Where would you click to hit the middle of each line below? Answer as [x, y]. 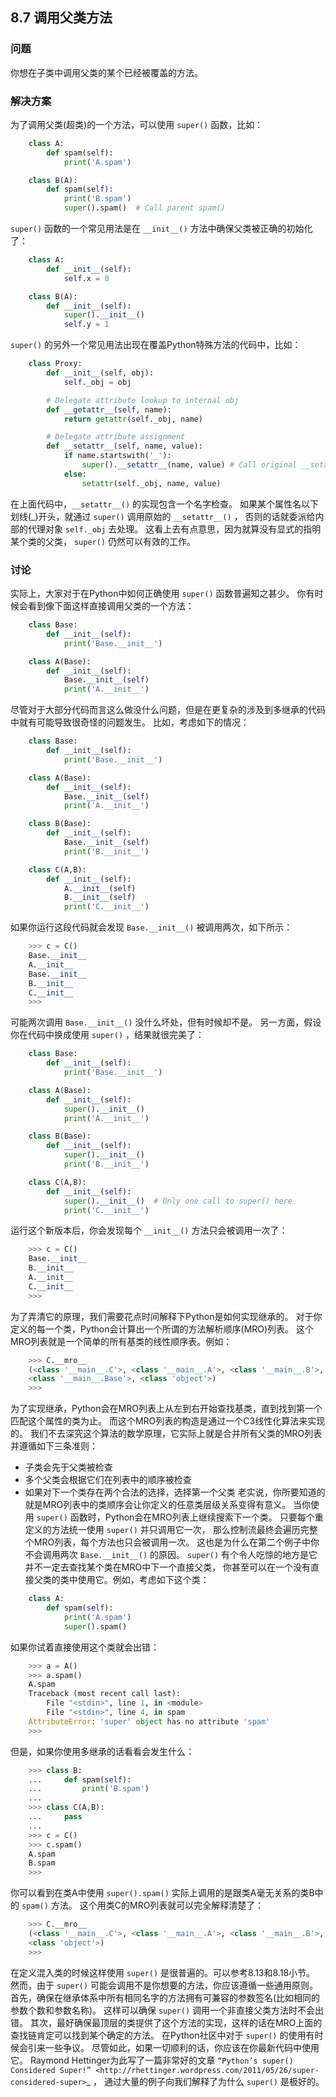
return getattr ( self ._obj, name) [133, 419]
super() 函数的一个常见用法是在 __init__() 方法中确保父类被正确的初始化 [161, 229]
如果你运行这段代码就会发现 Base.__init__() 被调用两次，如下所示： [151, 927]
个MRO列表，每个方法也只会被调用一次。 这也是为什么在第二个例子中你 [172, 1542]
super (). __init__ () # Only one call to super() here [178, 1201]
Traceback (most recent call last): [105, 1694]
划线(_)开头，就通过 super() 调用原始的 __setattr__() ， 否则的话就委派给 [163, 516]
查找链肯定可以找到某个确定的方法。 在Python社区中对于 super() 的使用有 [162, 2035]
